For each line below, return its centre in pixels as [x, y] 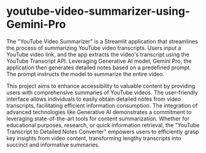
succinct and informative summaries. [53, 144]
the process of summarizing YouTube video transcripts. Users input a [94, 48]
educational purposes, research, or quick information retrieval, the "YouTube [103, 125]
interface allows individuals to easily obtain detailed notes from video [94, 99]
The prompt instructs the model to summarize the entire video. [85, 74]
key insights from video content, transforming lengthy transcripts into [94, 138]
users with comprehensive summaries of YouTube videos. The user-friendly [102, 92]
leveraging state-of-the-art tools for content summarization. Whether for [98, 119]
